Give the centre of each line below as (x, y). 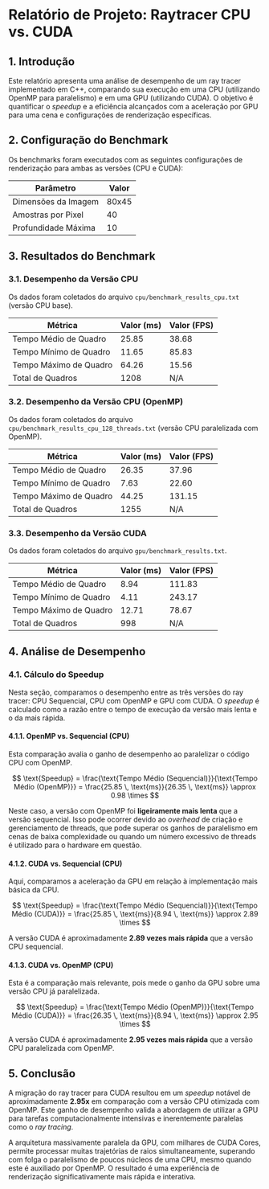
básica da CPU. (34, 890)
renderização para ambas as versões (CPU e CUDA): (96, 168)
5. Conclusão (42, 1074)
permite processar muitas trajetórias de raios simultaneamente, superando (132, 1151)
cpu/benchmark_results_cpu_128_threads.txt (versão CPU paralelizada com (133, 428)
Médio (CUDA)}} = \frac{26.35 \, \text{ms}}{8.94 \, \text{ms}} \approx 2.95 (135, 1015)
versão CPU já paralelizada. (54, 991)
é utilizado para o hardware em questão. (75, 845)
